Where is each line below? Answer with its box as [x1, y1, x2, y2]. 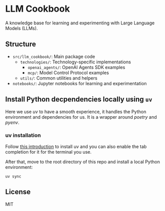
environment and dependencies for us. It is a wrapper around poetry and [5, 114, 157, 120]
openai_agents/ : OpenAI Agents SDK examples [27, 64, 126, 70]
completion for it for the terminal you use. [5, 149, 92, 155]
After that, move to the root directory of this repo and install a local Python [5, 158, 160, 165]
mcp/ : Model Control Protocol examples [27, 69, 109, 76]
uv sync [5, 173, 22, 179]
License [5, 188, 31, 196]
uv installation [5, 132, 42, 139]
